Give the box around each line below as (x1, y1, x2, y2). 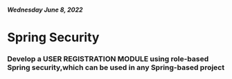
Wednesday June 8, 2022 (7, 5, 83, 14)
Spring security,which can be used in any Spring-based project (7, 63, 225, 72)
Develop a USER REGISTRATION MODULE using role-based (7, 54, 209, 63)
